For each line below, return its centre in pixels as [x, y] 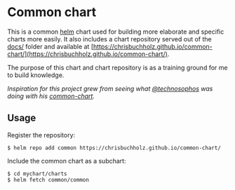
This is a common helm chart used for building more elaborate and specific [116, 32]
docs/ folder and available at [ [50, 46]
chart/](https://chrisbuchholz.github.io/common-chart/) [88, 54]
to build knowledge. [36, 75]
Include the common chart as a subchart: [67, 161]
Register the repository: [41, 135]
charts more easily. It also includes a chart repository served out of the [109, 39]
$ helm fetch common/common [48, 179]
